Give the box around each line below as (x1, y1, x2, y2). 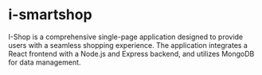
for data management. (8, 57, 81, 67)
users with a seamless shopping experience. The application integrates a (8, 40, 248, 49)
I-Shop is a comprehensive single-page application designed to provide (8, 32, 244, 41)
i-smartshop (8, 6, 93, 24)
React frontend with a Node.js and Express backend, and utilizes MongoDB (8, 49, 255, 58)
